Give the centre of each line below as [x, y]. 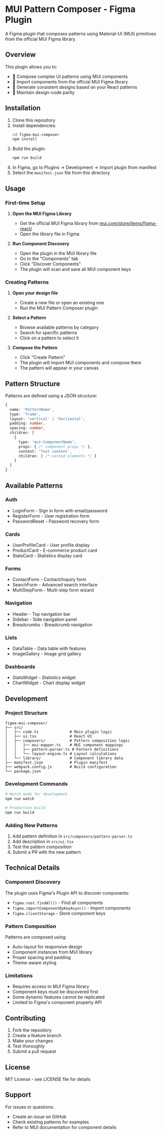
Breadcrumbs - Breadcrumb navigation [52, 624]
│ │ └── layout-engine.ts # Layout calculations [61, 754]
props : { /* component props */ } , [55, 447]
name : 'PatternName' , [32, 409]
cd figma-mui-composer [36, 134]
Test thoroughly [28, 1046]
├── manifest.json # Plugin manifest [56, 762]
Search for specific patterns [48, 333]
